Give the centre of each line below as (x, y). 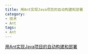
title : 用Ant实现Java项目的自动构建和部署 (44, 9)
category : (15, 14)
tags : (11, 28)
